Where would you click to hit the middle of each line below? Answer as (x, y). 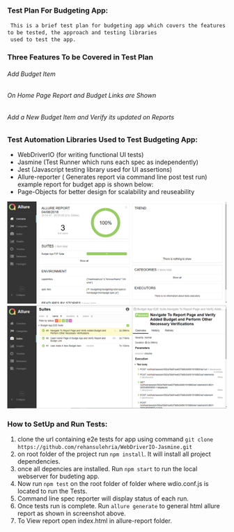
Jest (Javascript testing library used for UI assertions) (95, 170)
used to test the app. (43, 40)
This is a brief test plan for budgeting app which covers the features (118, 26)
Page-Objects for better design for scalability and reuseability (106, 192)
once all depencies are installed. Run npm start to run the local (107, 469)
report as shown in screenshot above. (72, 513)
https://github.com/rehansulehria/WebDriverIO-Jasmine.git (105, 448)
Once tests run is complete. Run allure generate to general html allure (119, 506)
